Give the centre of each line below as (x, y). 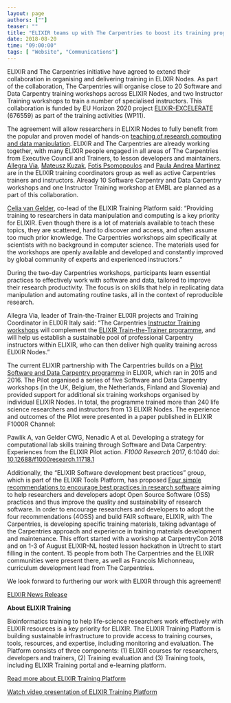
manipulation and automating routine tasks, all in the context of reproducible (115, 294)
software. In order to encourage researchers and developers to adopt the (111, 509)
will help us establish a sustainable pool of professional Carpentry (100, 337)
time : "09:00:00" (32, 45)
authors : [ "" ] (27, 20)
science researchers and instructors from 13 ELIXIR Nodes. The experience (113, 409)
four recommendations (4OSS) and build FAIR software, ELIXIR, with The (110, 516)
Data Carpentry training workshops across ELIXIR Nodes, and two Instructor (115, 93)
